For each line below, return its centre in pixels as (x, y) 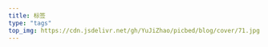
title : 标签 (27, 16)
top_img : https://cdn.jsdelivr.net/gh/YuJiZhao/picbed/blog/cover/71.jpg (134, 30)
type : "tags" (30, 23)
